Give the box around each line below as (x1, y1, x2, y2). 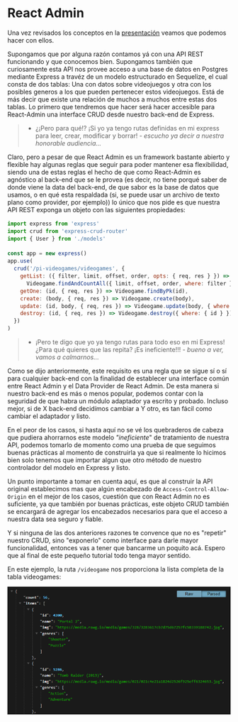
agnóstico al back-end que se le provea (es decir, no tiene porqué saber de (7, 175, 227, 184)
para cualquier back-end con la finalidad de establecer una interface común (7, 374, 229, 383)
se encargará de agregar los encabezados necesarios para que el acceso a (7, 508, 228, 516)
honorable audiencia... (35, 138, 101, 147)
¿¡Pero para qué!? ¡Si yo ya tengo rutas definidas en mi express (35, 124, 220, 132)
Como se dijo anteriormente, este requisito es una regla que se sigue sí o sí (7, 367, 227, 376)
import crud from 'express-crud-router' (7, 227, 129, 235)
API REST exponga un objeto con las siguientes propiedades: (7, 205, 186, 214)
